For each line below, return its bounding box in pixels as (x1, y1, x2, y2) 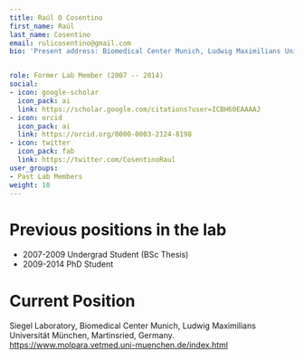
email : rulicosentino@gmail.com (9, 38, 131, 48)
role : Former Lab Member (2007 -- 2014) (9, 71, 165, 80)
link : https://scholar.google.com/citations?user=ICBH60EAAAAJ (17, 105, 261, 114)
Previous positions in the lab (9, 219, 227, 240)
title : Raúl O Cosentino (9, 13, 103, 23)
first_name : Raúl (9, 22, 75, 31)
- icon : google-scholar (9, 88, 100, 97)
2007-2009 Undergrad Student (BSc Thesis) (22, 250, 189, 260)
